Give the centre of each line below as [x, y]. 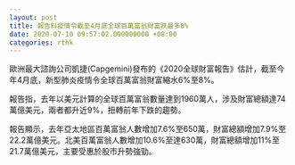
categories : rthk [41, 42]
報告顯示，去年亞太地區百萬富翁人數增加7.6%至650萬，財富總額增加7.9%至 [148, 129]
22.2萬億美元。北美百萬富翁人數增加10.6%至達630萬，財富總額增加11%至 [145, 140]
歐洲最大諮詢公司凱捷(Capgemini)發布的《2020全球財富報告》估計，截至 [143, 69]
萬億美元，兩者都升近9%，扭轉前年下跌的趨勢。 [98, 110]
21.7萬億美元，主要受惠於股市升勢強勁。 [83, 152]
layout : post [33, 17]
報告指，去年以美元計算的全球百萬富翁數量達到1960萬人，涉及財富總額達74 [148, 99]
